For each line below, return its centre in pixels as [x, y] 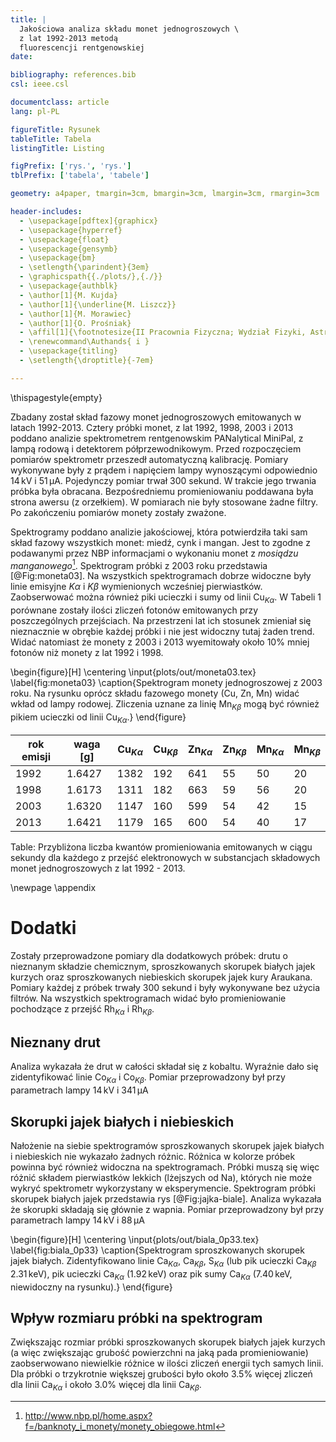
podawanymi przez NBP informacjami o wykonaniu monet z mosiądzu [154, 553]
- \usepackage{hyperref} [71, 230]
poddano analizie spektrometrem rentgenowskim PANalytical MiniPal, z [157, 438]
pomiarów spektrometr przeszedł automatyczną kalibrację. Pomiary [149, 459]
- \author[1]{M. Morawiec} [75, 314]
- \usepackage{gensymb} [68, 249]
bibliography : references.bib [73, 75]
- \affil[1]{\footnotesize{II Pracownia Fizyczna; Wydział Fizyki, [163, 332]
